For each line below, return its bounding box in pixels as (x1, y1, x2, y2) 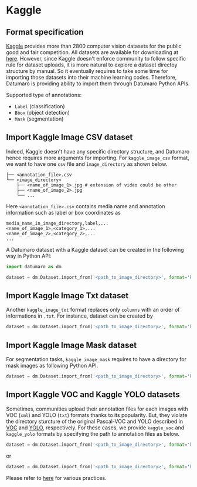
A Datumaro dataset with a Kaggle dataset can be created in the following (6, 246, 184, 253)
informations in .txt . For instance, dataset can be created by (6, 312, 154, 319)
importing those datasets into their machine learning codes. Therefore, (6, 74, 177, 81)
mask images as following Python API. (6, 362, 98, 369)
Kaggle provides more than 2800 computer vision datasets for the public (6, 42, 182, 49)
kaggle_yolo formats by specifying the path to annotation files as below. (6, 430, 180, 437)
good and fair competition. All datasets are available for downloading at (6, 49, 179, 56)
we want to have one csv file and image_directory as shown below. (6, 160, 168, 168)
